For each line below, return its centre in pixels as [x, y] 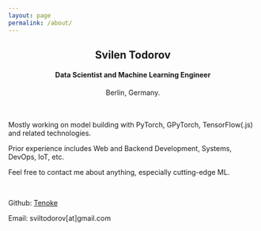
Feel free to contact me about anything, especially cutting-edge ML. [119, 172]
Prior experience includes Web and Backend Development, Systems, [120, 149]
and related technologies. [50, 133]
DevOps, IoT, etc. [36, 157]
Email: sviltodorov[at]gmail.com [60, 218]
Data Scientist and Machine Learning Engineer [133, 75]
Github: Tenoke [33, 203]
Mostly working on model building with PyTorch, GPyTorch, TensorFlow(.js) [130, 125]
